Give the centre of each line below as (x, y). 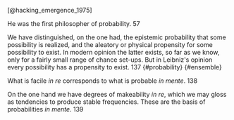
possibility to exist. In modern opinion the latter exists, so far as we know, (113, 52)
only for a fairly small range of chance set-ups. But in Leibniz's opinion (110, 60)
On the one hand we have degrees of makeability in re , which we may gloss (117, 94)
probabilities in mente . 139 (45, 109)
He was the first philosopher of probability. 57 (74, 24)
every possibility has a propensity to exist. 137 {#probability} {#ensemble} (115, 67)
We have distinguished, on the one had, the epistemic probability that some (117, 37)
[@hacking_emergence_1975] (50, 10)
